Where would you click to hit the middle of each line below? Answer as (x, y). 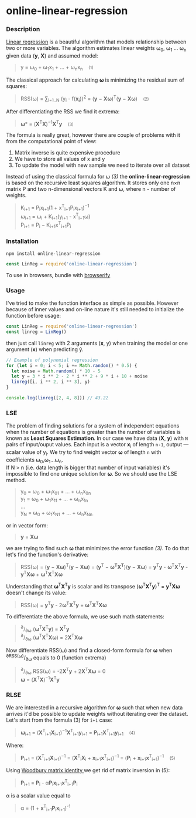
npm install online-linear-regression (53, 254)
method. (16, 480)
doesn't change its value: (37, 593)
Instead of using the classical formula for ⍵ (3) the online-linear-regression (98, 177)
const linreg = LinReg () (36, 332)
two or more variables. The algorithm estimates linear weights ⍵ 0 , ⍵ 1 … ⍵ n (96, 49)
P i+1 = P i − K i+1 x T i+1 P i (46, 225)
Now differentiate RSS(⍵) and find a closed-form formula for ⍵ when (89, 650)
